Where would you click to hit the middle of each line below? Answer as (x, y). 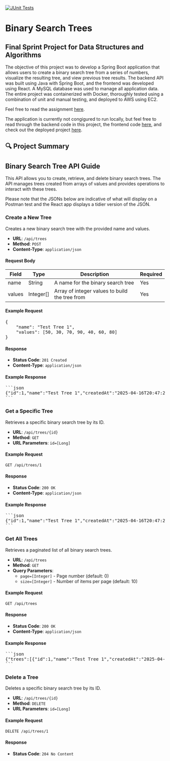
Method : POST (27, 244)
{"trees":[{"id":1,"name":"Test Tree (52, 659)
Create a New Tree (29, 218)
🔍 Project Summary (37, 146)
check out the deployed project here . (44, 130)
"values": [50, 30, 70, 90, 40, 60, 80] (67, 332)
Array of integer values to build (91, 291)
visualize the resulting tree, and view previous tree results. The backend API (84, 78)
